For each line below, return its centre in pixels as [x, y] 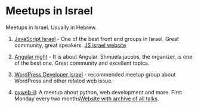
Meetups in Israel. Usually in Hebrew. [51, 27]
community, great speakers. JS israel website [70, 45]
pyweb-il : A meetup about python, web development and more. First [98, 92]
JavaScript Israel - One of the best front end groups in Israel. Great [97, 39]
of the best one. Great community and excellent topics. [82, 63]
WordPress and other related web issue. [64, 81]
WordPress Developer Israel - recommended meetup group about [95, 74]
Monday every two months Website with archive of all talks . [86, 99]
